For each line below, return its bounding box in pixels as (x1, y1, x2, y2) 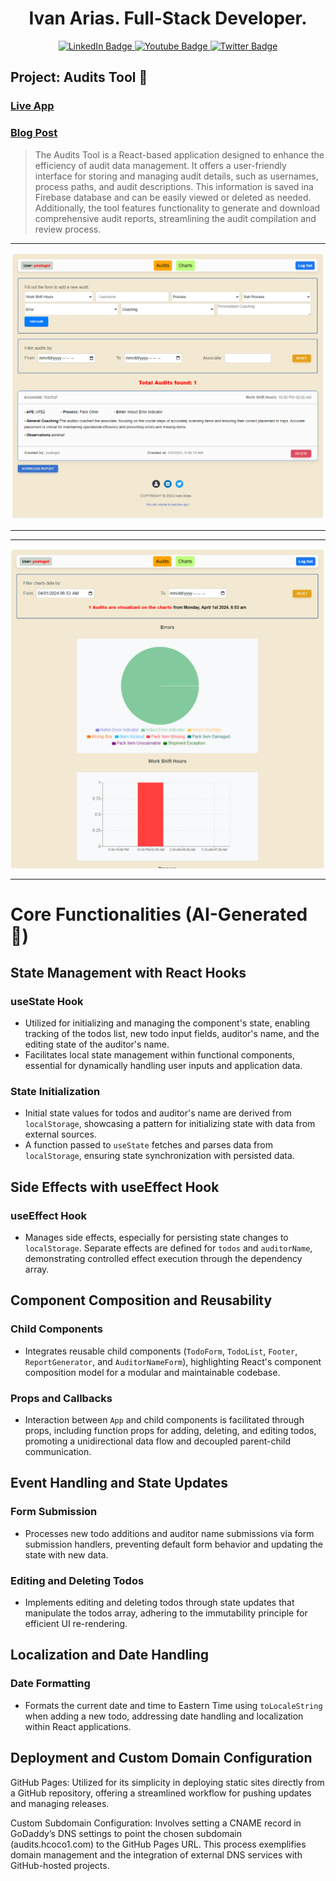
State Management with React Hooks (10, 964, 247, 981)
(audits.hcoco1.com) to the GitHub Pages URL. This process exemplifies (10, 1838, 307, 1850)
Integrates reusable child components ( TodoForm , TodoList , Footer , (24, 1345, 298, 1357)
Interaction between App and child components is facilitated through (24, 1414, 305, 1426)
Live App (10, 99, 55, 113)
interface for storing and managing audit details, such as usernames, (34, 170, 319, 182)
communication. (24, 1446, 92, 1458)
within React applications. (24, 1720, 132, 1732)
